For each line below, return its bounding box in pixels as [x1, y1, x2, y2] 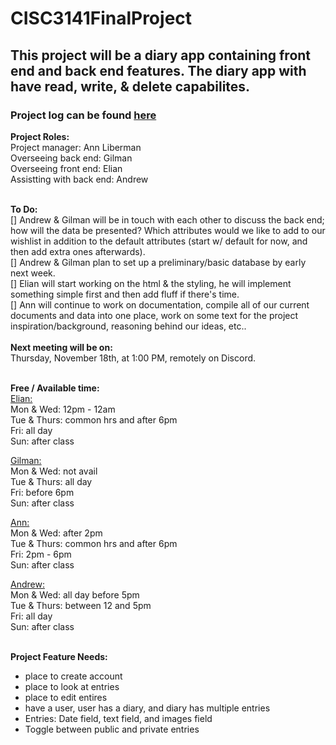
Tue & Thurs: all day [10, 475, 93, 487]
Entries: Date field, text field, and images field [24, 712, 213, 724]
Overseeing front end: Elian [10, 162, 123, 174]
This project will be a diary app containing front [10, 47, 312, 64]
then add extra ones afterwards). [10, 245, 146, 257]
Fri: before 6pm [10, 486, 75, 498]
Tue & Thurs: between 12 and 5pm [10, 599, 152, 611]
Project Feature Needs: [10, 650, 108, 662]
